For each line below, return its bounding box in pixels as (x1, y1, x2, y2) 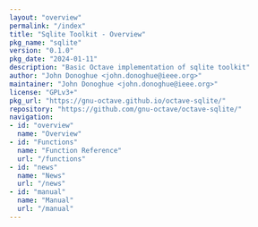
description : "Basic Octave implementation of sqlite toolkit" (9, 63, 251, 72)
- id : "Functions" (9, 138, 78, 147)
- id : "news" (9, 163, 58, 172)
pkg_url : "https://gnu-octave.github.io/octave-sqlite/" (9, 96, 227, 105)
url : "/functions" (17, 154, 87, 164)
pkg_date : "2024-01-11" (9, 55, 99, 63)
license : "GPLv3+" (9, 88, 78, 97)
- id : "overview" (9, 122, 74, 130)
